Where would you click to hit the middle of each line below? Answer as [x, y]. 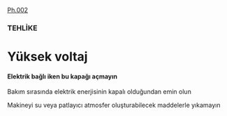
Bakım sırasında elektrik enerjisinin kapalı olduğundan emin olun [100, 92]
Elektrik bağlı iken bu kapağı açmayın [62, 76]
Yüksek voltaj [47, 57]
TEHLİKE [22, 28]
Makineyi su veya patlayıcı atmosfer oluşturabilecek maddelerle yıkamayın [114, 105]
